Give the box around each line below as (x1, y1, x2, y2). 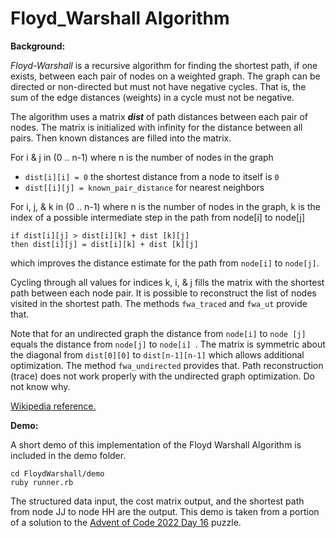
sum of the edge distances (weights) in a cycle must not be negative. (10, 91, 295, 103)
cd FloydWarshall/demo (10, 468, 105, 479)
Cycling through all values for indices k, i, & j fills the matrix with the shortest (10, 276, 325, 288)
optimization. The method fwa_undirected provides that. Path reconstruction (10, 359, 324, 371)
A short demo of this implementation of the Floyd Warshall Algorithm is (10, 438, 302, 451)
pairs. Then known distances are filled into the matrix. (10, 132, 232, 144)
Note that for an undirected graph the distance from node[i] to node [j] (10, 327, 307, 339)
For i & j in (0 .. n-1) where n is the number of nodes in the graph (10, 151, 274, 163)
